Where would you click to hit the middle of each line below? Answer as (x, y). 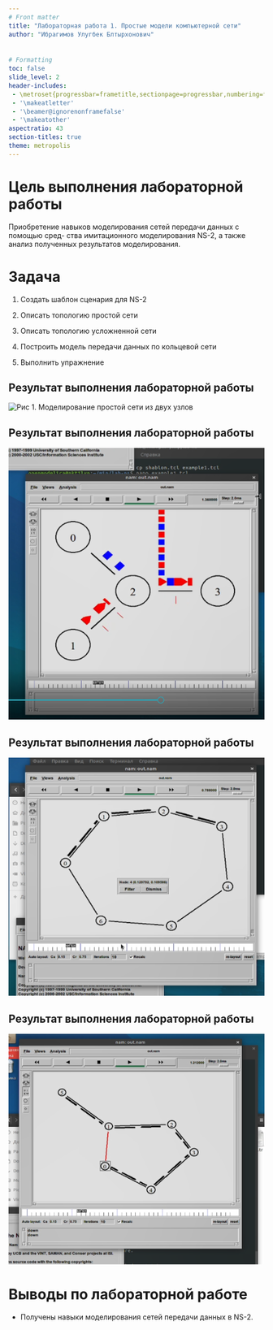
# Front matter (34, 17)
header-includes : (38, 85)
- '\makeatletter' (43, 103)
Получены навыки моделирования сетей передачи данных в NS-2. (136, 1317)
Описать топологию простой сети (79, 315)
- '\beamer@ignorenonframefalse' (69, 111)
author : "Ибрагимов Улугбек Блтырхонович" (81, 34)
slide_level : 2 (34, 77)
